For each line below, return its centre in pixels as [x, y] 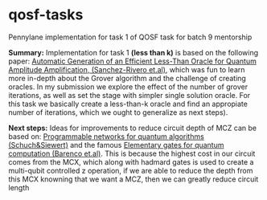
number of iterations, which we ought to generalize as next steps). [118, 112]
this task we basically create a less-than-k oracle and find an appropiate [128, 104]
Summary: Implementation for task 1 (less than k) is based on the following [133, 52]
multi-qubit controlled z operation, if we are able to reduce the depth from [131, 170]
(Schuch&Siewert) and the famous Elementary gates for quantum [116, 145]
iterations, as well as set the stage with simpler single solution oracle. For [129, 95]
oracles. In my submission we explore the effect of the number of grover [128, 87]
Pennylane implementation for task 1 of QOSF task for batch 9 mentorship [130, 37]
